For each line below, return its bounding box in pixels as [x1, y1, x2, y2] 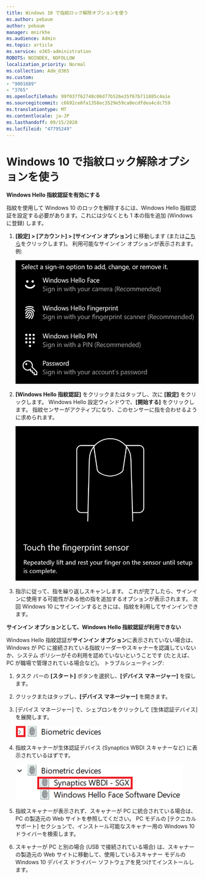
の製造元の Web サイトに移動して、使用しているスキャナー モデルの [15, 850, 186, 858]
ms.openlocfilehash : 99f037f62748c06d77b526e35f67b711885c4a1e [6, 93, 171, 100]
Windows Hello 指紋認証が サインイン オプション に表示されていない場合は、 [6, 636, 196, 643]
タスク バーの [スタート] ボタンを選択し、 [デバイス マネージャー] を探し [15, 672, 196, 679]
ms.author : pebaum [6, 16, 53, 23]
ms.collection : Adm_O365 [6, 68, 70, 74]
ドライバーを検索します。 [15, 830, 79, 837]
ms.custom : [6, 74, 34, 81]
